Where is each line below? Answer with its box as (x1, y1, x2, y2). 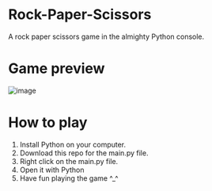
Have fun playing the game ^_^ (19, 173, 119, 183)
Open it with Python (19, 165, 85, 174)
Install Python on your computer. (19, 139, 127, 149)
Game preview (8, 59, 105, 78)
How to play (8, 113, 88, 132)
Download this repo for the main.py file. (19, 148, 149, 158)
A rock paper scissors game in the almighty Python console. (8, 32, 205, 41)
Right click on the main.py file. (19, 156, 119, 166)
